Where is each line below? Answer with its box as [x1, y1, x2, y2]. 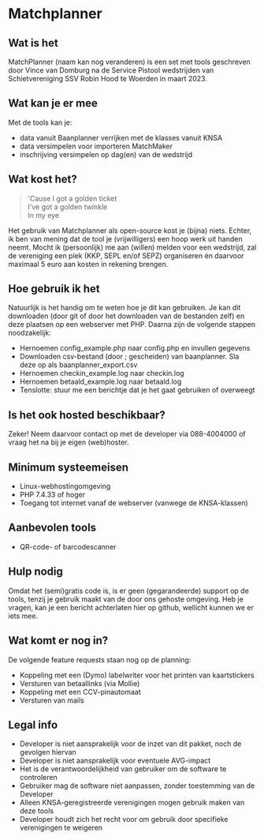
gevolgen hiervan [19, 748, 76, 757]
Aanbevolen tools [8, 521, 97, 534]
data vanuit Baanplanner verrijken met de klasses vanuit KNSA [19, 133, 223, 142]
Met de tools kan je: [8, 118, 73, 127]
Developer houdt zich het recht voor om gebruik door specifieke [19, 815, 229, 824]
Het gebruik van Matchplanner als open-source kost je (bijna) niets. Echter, [8, 226, 252, 235]
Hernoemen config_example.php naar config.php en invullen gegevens [19, 343, 251, 353]
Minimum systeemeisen [8, 460, 128, 474]
